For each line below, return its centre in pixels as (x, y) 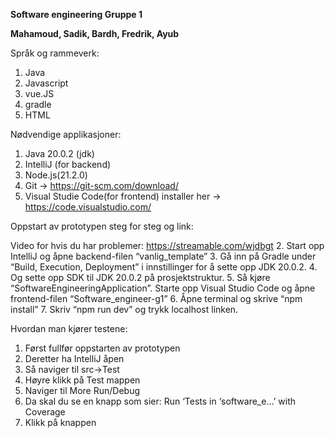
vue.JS (39, 93)
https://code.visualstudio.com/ (88, 207)
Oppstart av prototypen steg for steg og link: (102, 226)
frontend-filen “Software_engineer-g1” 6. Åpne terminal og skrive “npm (156, 298)
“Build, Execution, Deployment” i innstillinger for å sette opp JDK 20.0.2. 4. (164, 267)
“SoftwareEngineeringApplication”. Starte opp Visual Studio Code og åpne (163, 288)
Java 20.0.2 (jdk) (59, 153)
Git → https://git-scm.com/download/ (101, 185)
